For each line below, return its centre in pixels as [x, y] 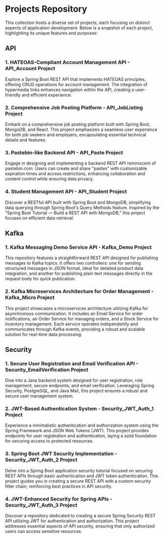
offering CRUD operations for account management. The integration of [76, 84]
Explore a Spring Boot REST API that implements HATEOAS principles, [75, 79]
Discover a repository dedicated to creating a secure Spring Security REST [80, 516]
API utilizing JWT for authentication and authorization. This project [72, 521]
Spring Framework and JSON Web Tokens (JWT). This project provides [77, 431]
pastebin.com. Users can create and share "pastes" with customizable [76, 169]
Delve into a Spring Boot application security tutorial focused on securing [79, 470]
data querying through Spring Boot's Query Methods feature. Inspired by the [82, 207]
